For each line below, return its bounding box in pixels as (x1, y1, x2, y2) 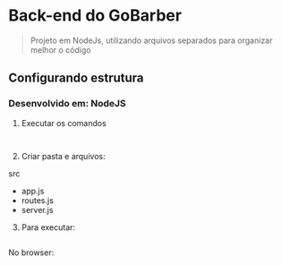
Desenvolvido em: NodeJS (8, 98, 126, 110)
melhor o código (30, 44, 91, 55)
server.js (21, 204, 54, 215)
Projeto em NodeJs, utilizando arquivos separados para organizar (30, 35, 273, 46)
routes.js (21, 194, 55, 206)
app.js (21, 185, 45, 196)
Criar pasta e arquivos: (21, 150, 106, 161)
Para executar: (21, 221, 76, 233)
